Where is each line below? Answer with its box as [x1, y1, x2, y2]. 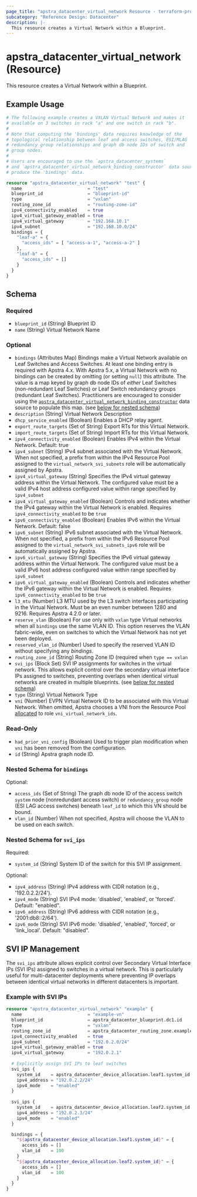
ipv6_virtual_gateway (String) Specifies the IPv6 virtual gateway [14, 554, 171, 561]
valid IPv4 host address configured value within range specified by [14, 485, 176, 492]
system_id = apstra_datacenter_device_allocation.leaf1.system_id [16, 1071, 191, 1078]
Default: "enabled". [14, 902, 61, 909]
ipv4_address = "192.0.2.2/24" [16, 1077, 93, 1083]
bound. [14, 808, 32, 815]
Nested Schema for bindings [6, 765, 89, 773]
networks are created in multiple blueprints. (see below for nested [14, 679, 174, 686]
